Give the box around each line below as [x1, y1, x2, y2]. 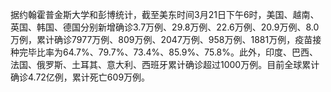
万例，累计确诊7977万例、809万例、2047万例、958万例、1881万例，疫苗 [10, 34, 313, 45]
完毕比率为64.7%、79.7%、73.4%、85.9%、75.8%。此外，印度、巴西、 [18, 46, 319, 58]
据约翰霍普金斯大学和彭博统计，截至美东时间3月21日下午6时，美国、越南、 [10, 9, 320, 20]
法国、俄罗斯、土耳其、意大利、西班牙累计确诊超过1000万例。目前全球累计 [10, 59, 320, 70]
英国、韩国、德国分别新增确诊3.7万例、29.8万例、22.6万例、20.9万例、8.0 [10, 21, 320, 33]
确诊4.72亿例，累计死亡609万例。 [10, 71, 151, 83]
